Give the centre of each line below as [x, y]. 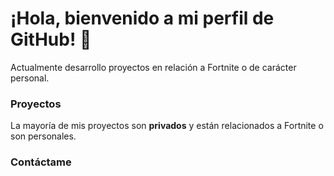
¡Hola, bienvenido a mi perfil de [142, 18]
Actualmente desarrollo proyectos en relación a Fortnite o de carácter [153, 67]
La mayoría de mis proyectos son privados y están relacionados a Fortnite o [167, 126]
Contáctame [41, 162]
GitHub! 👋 [51, 39]
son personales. [43, 136]
